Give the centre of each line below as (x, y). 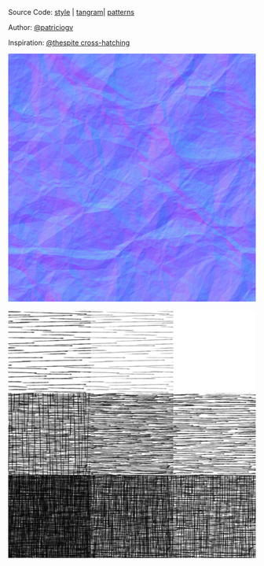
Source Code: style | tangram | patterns (71, 12)
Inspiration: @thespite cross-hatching (69, 43)
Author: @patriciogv (41, 27)
